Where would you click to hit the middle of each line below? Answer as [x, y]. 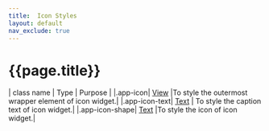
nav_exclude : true [39, 31]
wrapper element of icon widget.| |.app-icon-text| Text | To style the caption [135, 101]
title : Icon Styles [43, 16]
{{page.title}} [54, 70]
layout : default [35, 23]
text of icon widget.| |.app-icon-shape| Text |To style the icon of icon [123, 110]
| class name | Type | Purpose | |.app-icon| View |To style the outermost [128, 92]
